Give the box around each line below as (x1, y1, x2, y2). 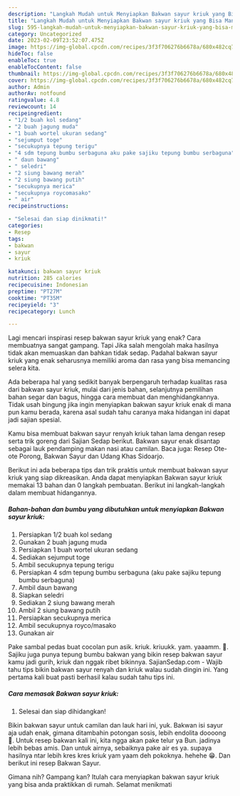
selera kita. (8, 364, 41, 373)
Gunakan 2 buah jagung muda (18, 538, 108, 547)
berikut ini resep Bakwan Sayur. (8, 759, 101, 767)
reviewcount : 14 (8, 103, 56, 110)
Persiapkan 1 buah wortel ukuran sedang (18, 546, 138, 554)
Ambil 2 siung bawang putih (18, 606, 101, 615)
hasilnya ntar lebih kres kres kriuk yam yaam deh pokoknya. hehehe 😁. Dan (8, 751, 231, 760)
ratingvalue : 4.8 (8, 97, 60, 104)
